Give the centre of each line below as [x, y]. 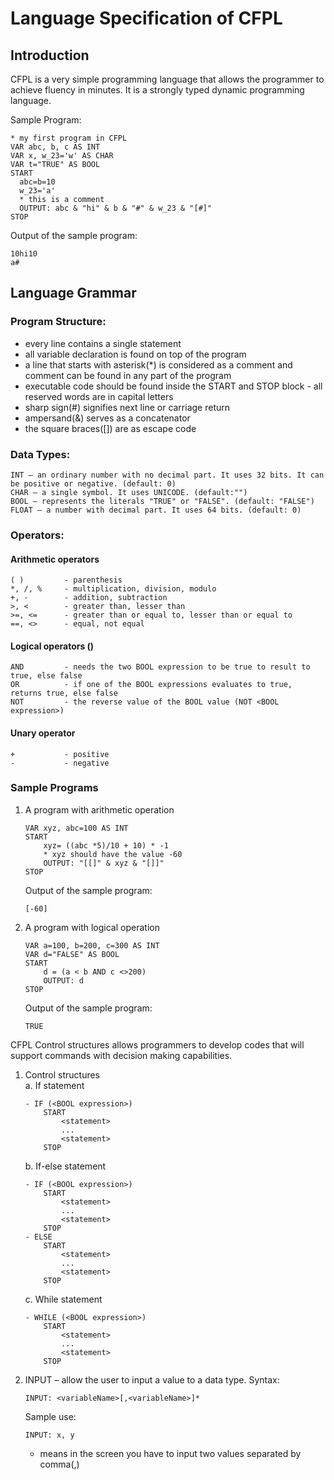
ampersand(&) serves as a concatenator [107, 418]
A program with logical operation [92, 927]
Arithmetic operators [55, 559]
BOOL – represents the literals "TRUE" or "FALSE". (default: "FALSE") [162, 501]
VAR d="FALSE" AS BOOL [72, 954]
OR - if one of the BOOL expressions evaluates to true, [151, 685]
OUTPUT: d [63, 980]
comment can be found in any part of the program [128, 375]
